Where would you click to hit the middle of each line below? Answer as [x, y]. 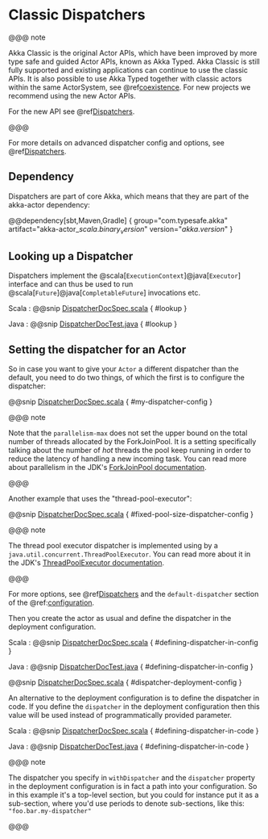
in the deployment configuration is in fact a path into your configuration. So [133, 787]
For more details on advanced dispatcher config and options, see [117, 142]
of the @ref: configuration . [52, 602]
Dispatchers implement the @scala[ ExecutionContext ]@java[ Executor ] [125, 275]
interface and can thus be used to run [71, 284]
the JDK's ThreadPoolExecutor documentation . [87, 563]
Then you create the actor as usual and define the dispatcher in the [120, 619]
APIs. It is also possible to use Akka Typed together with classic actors [125, 78]
